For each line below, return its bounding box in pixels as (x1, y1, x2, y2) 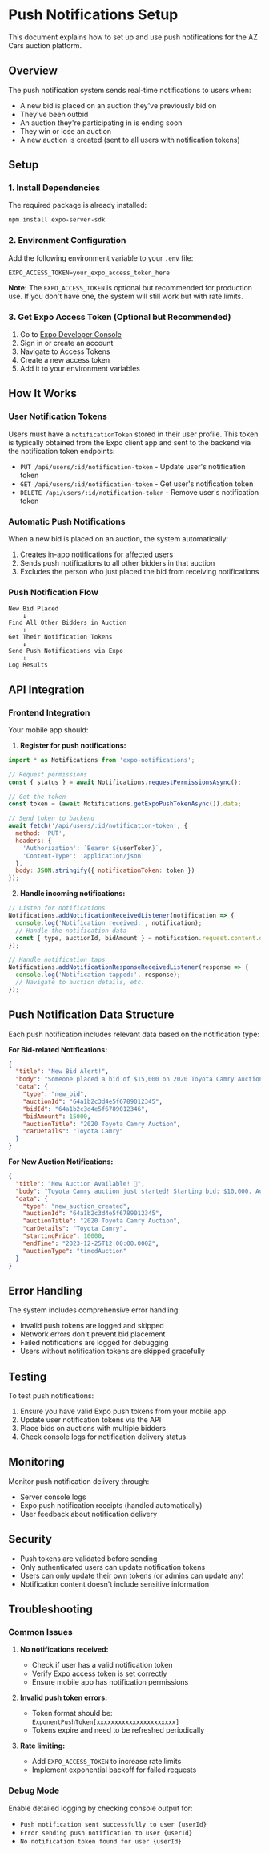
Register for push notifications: (19, 740, 126, 750)
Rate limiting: (19, 1741, 66, 1750)
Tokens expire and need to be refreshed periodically (31, 1725, 205, 1735)
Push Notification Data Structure (8, 1008, 175, 1022)
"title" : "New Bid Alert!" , (15, 1068, 110, 1076)
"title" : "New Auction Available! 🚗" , (15, 1179, 146, 1188)
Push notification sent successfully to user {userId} (19, 1820, 207, 1828)
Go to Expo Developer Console (19, 329, 122, 339)
